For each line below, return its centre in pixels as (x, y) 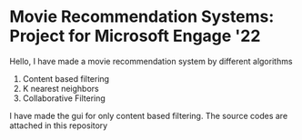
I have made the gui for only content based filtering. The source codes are (149, 115)
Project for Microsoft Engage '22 (135, 36)
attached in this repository (59, 125)
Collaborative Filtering (64, 98)
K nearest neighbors (60, 88)
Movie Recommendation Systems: (142, 17)
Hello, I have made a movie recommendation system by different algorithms (151, 61)
